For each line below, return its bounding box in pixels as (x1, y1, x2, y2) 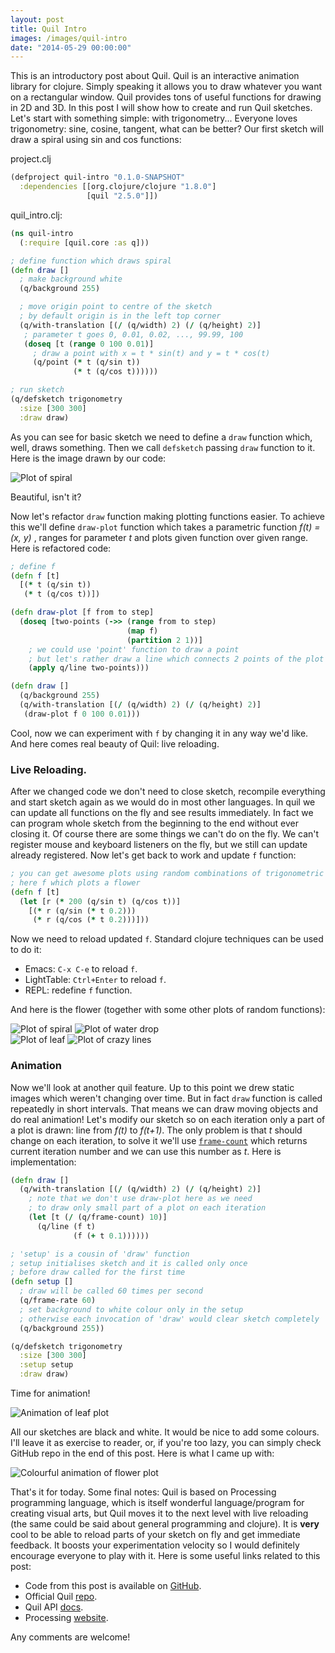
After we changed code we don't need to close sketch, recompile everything (10, 786, 326, 798)
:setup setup (19, 1360, 74, 1370)
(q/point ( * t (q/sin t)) (32, 357, 141, 368)
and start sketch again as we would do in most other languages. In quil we (10, 796, 316, 808)
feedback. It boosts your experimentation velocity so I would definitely (10, 1539, 300, 1551)
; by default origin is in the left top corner (19, 311, 222, 321)
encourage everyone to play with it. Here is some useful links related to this (10, 1550, 321, 1562)
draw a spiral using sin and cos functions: (10, 134, 182, 146)
